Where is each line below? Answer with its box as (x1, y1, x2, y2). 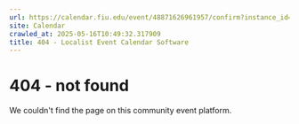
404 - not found (9, 76, 129, 96)
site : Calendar (9, 21, 66, 30)
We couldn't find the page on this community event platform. (9, 105, 232, 116)
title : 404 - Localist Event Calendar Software (9, 37, 190, 47)
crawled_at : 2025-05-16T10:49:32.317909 (9, 29, 162, 38)
